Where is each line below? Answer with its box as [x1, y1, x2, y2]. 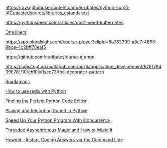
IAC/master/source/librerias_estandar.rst [5, 10, 89, 16]
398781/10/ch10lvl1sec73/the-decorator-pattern [5, 69, 104, 75]
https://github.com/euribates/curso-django [5, 54, 95, 60]
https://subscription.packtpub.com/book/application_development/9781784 [5, 64, 162, 69]
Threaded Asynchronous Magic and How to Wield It [5, 127, 113, 133]
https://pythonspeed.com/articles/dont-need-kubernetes [5, 20, 124, 25]
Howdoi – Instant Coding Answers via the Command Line [5, 137, 123, 142]
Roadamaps [5, 79, 30, 84]
